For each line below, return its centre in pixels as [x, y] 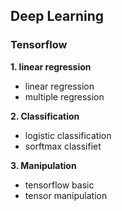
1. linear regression [51, 66]
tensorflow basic [59, 185]
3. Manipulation [43, 165]
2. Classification [45, 116]
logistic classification [68, 135]
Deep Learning [57, 16]
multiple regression [64, 96]
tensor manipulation [66, 195]
